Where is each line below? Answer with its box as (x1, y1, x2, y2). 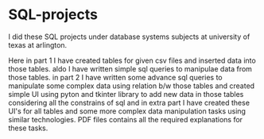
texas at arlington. (8, 40, 68, 49)
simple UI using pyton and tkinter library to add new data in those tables (8, 89, 244, 98)
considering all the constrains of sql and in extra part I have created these (8, 98, 250, 107)
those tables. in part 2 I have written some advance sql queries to (8, 72, 223, 82)
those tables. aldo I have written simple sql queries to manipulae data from (8, 64, 253, 73)
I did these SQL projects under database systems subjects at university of (8, 32, 250, 41)
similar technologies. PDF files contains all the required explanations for (8, 114, 243, 124)
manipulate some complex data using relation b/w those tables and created (8, 81, 255, 91)
